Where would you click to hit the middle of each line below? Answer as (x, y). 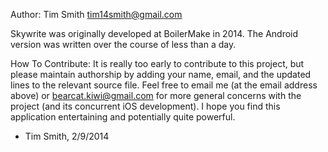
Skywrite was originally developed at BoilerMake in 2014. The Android (154, 33)
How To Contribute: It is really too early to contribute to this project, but (157, 63)
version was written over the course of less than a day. (123, 44)
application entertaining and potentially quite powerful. (123, 117)
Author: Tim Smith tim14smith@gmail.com (96, 14)
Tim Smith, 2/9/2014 (67, 136)
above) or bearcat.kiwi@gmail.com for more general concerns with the (156, 95)
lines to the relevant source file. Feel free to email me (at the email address (164, 85)
